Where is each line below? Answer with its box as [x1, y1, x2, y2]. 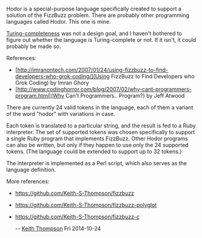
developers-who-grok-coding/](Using [15, 73, 110, 80]
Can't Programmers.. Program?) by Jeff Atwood [66, 92, 185, 99]
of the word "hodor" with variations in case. [6, 110, 115, 117]
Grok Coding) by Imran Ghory [15, 79, 89, 86]
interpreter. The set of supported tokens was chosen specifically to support [6, 129, 195, 135]
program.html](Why [15, 92, 65, 99]
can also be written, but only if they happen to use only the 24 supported [6, 141, 189, 148]
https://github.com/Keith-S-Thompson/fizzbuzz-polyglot [15, 202, 157, 208]
